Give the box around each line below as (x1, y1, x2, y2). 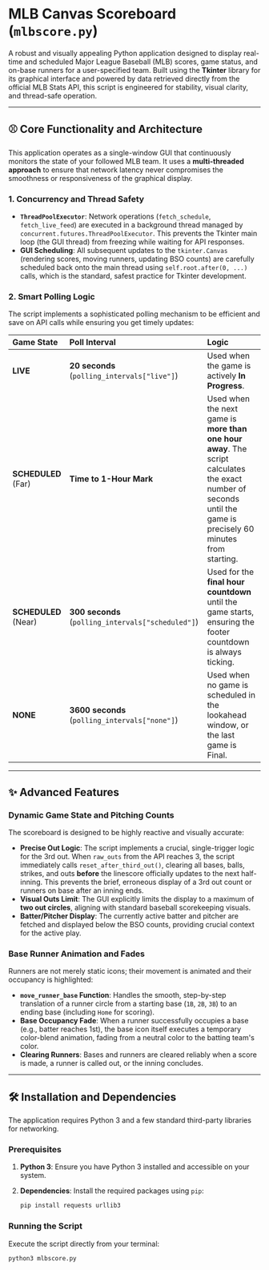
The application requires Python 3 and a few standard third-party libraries (8, 1115, 252, 1125)
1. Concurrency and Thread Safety (8, 193, 145, 204)
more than (207, 424, 247, 435)
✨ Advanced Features (8, 786, 120, 799)
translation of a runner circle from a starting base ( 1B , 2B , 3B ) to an (19, 999, 238, 1009)
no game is (207, 680, 249, 691)
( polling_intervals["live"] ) (69, 370, 179, 381)
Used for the (207, 566, 255, 577)
